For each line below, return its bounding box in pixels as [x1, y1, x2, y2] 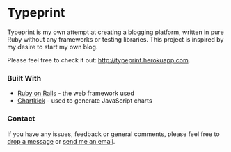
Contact [7, 114, 35, 124]
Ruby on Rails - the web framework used [17, 89, 134, 98]
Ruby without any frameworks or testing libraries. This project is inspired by [7, 35, 224, 43]
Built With [7, 73, 42, 83]
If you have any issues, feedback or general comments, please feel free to [7, 130, 221, 138]
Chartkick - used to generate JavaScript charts [17, 96, 152, 105]
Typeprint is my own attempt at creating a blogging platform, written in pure [7, 28, 224, 36]
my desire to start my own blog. [7, 42, 98, 51]
